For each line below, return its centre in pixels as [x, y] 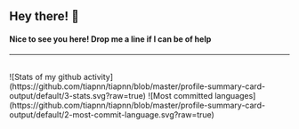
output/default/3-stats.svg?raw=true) [78, 95]
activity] [98, 77]
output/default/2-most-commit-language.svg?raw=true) [112, 114]
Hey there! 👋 [44, 16]
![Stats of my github [45, 77]
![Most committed [181, 95]
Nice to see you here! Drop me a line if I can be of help [110, 39]
